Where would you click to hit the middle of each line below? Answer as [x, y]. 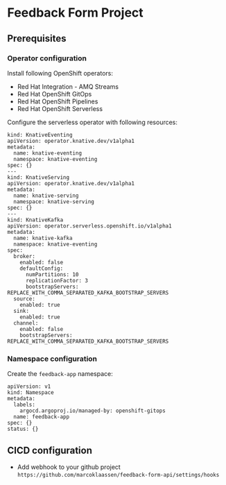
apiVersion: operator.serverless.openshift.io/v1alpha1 [89, 226]
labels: [25, 405]
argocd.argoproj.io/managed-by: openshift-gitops [93, 411]
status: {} [23, 429]
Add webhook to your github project [69, 467]
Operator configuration [47, 58]
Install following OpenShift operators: [60, 73]
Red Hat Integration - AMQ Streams [68, 86]
